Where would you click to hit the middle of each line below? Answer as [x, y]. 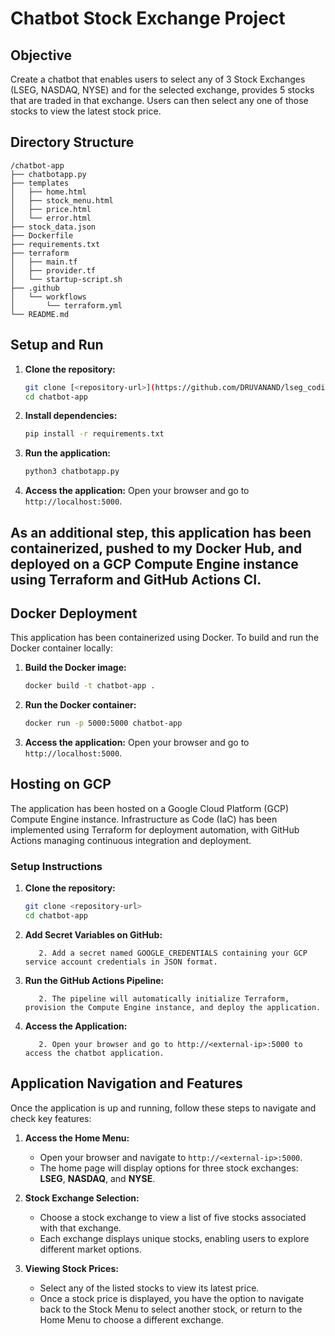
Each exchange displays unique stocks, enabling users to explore [174, 1238]
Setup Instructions [56, 866]
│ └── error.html [51, 218]
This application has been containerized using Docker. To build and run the [165, 638]
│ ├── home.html [48, 192]
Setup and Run [57, 345]
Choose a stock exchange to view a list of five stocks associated [173, 1217]
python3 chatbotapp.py [72, 472]
